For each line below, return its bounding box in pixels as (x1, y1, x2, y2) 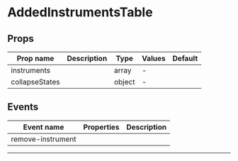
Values (141, 54, 166, 63)
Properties (83, 122, 120, 132)
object (113, 77, 135, 87)
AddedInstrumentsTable (7, 4, 154, 21)
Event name (23, 122, 64, 132)
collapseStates (11, 77, 60, 87)
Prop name (16, 54, 55, 63)
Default (172, 54, 198, 63)
